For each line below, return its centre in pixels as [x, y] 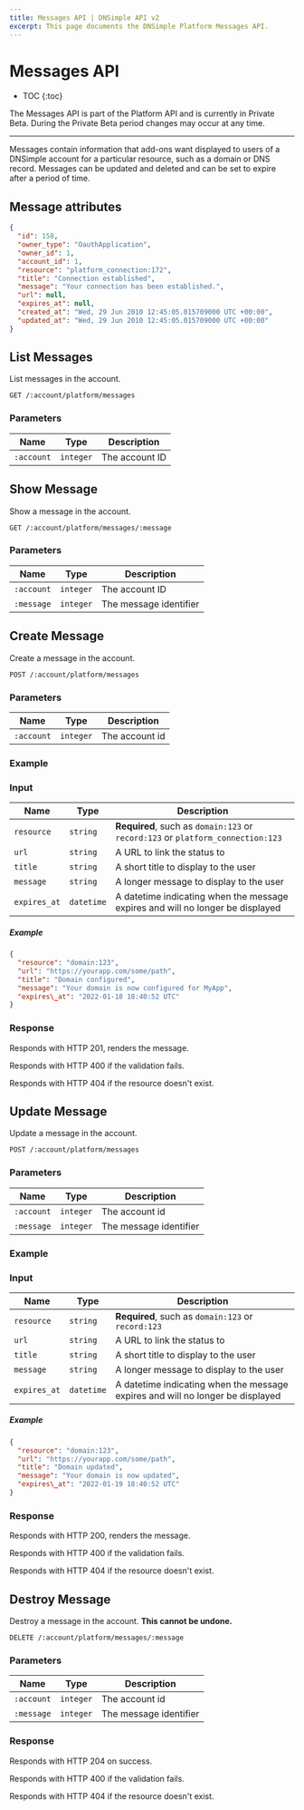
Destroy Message [60, 1599]
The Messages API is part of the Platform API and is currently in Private [142, 113]
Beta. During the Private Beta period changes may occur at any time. [137, 123]
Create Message [57, 636]
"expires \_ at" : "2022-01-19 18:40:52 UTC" [99, 1484]
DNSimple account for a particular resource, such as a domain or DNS [140, 159]
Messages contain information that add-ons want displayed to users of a [145, 150]
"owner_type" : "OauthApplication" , [85, 245]
